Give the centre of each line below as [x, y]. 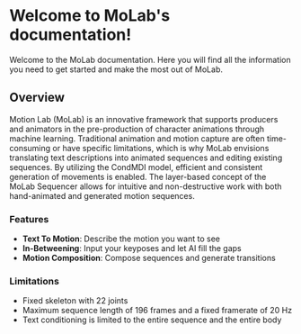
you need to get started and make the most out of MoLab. [116, 69]
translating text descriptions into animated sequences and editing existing [146, 158]
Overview [37, 98]
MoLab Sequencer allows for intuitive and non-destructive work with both [146, 186]
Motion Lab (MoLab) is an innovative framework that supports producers [144, 119]
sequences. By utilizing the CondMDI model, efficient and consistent [136, 167]
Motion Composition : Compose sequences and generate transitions [149, 258]
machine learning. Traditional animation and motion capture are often [137, 138]
